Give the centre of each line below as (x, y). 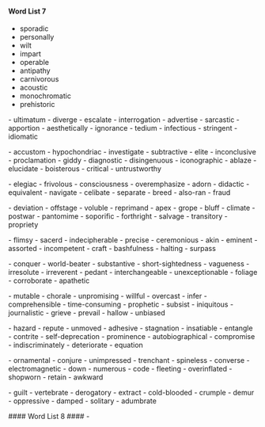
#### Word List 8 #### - (49, 417)
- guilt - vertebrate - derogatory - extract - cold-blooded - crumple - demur (131, 393)
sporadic (34, 29)
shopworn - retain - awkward (56, 377)
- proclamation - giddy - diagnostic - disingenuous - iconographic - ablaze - (132, 160)
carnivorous (39, 79)
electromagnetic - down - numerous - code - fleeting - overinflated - (120, 369)
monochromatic (45, 96)
